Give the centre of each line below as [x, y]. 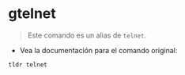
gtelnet [32, 14]
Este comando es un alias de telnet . [87, 35]
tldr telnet [28, 64]
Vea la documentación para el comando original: [98, 50]
